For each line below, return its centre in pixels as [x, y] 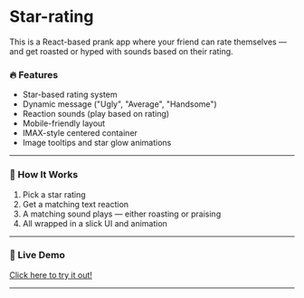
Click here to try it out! [51, 274]
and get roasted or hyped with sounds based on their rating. [121, 51]
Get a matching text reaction [76, 204]
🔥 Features [34, 74]
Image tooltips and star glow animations [97, 143]
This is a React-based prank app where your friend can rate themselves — [148, 42]
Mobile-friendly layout [64, 123]
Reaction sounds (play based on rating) [96, 114]
